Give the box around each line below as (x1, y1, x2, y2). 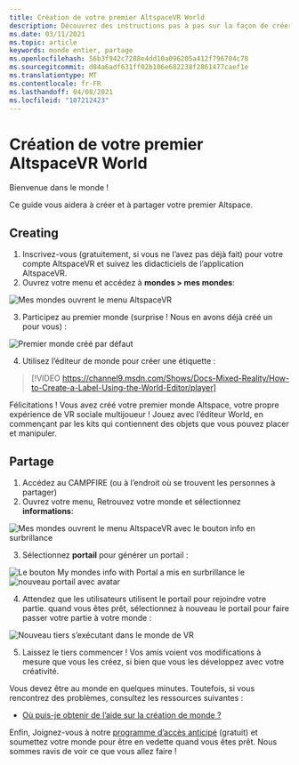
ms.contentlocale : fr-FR (9, 79, 101, 88)
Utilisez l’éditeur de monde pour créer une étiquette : (21, 356, 216, 366)
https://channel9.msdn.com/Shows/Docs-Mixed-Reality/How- (61, 373, 290, 383)
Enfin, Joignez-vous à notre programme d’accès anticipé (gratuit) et (9, 727, 258, 737)
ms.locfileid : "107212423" (9, 95, 109, 105)
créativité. (21, 665, 60, 676)
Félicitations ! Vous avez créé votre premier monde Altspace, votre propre (9, 399, 279, 410)
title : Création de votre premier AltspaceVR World (9, 12, 205, 22)
